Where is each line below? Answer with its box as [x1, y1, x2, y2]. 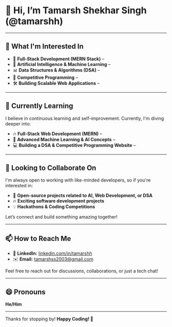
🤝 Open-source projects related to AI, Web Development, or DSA [12, 192, 153, 199]
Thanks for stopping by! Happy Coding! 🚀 [5, 316, 94, 322]
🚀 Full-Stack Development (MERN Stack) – [12, 56, 104, 62]
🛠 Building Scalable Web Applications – [12, 80, 100, 86]
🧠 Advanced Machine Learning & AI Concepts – [12, 136, 116, 142]
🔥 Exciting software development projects [12, 198, 104, 204]
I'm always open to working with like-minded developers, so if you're [5, 177, 151, 183]
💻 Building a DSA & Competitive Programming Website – [12, 142, 136, 148]
